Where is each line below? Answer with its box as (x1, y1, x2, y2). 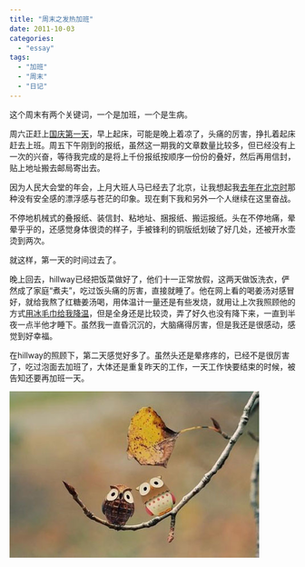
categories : (9, 34, 54, 43)
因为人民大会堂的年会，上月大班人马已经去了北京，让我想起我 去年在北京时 (9, 182, 288, 193)
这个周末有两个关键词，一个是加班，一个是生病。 (9, 109, 192, 120)
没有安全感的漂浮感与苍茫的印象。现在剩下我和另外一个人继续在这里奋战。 (16, 193, 296, 204)
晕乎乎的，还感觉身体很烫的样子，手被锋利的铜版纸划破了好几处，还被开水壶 (9, 224, 296, 234)
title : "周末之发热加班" (9, 15, 93, 24)
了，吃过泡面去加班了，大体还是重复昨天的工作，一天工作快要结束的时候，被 (9, 361, 296, 372)
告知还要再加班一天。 (9, 373, 89, 383)
